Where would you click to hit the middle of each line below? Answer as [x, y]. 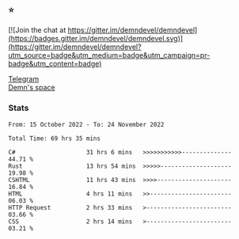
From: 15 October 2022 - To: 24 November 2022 [86, 124]
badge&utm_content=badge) [55, 64]
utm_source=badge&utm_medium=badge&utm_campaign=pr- [109, 55]
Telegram [24, 79]
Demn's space [32, 88]
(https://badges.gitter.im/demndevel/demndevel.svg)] [96, 39]
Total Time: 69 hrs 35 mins [55, 138]
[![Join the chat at [37, 30]
